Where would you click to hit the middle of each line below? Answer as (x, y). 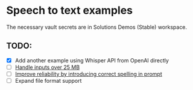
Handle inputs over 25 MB (47, 67)
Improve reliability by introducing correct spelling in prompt (88, 74)
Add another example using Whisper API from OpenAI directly (92, 60)
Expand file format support (48, 80)
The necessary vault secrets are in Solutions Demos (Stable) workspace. (97, 27)
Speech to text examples (70, 10)
